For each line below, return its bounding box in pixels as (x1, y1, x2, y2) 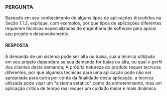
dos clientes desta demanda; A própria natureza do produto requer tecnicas (5, 64, 161, 70)
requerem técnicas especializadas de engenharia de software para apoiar (5, 25, 157, 31)
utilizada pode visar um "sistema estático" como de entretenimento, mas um (5, 80, 162, 86)
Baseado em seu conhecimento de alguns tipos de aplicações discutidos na (5, 15, 162, 21)
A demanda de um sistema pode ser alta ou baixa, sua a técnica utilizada (5, 53, 155, 59)
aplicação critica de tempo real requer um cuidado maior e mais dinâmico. (5, 85, 158, 91)
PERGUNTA (5, 3, 33, 10)
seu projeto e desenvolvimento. (5, 31, 70, 37)
